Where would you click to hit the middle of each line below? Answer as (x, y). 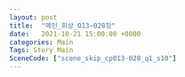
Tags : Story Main (41, 50)
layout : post (33, 17)
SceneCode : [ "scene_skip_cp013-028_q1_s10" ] (93, 58)
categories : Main (41, 42)
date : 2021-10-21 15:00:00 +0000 (75, 34)
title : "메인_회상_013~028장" (62, 26)
